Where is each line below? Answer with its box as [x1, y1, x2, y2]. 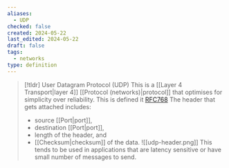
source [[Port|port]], [34, 115, 93, 124]
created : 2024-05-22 [7, 29, 67, 37]
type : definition [7, 62, 57, 68]
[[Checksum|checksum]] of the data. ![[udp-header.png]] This [34, 138, 212, 146]
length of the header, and [34, 131, 107, 139]
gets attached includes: [24, 102, 91, 111]
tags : [7, 49, 23, 56]
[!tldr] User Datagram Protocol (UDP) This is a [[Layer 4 [24, 80, 183, 88]
